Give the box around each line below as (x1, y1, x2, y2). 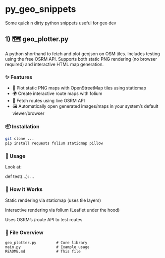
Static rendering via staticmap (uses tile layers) (5, 197, 102, 203)
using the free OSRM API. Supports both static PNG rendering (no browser (5, 56, 157, 62)
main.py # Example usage (5, 245, 90, 250)
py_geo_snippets (5, 3, 76, 15)
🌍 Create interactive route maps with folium (12, 90, 103, 96)
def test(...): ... (5, 173, 34, 179)
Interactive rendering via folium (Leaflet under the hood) (5, 207, 120, 213)
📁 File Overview (5, 229, 44, 236)
